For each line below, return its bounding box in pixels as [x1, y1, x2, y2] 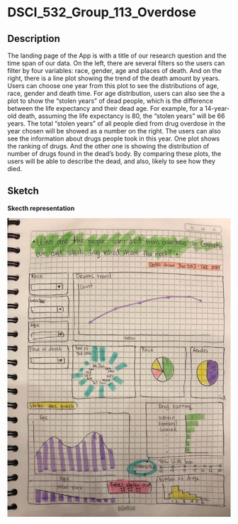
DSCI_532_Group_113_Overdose [7, 4, 197, 21]
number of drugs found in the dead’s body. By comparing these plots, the [7, 150, 222, 158]
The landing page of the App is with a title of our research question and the [7, 51, 227, 60]
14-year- [204, 104, 230, 112]
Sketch [7, 185, 39, 197]
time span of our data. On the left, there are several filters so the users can [7, 59, 225, 67]
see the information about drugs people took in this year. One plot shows [7, 134, 220, 143]
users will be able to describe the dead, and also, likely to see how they [7, 157, 216, 165]
